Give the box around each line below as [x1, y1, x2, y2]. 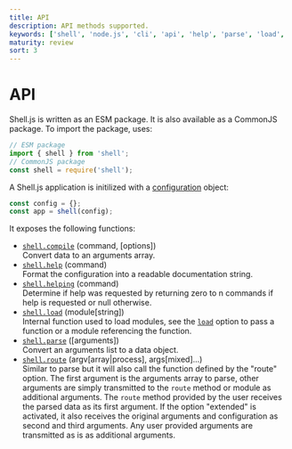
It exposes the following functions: [9, 224, 136, 234]
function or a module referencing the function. [21, 326, 192, 337]
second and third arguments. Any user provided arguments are [21, 420, 254, 431]
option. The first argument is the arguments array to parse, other [21, 373, 260, 384]
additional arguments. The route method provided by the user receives [21, 392, 282, 403]
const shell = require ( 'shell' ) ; [9, 166, 134, 175]
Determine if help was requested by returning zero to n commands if [21, 288, 274, 298]
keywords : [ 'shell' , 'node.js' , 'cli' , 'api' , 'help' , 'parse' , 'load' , [9, 29, 285, 38]
